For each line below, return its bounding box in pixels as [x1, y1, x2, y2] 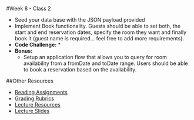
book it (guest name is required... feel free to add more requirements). [14, 35, 184, 42]
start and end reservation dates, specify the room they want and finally [14, 29, 187, 36]
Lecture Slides [14, 108, 50, 114]
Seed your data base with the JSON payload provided [14, 16, 145, 23]
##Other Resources [6, 77, 54, 84]
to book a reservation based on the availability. [23, 66, 137, 73]
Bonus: [14, 47, 33, 54]
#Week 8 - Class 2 [6, 5, 51, 12]
